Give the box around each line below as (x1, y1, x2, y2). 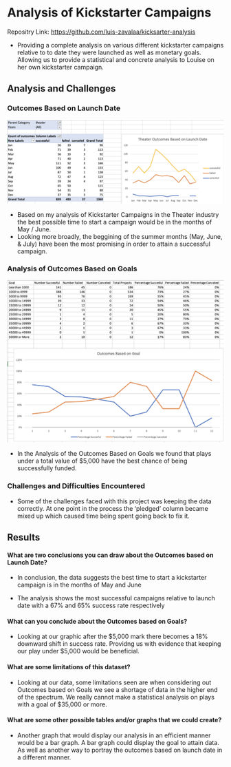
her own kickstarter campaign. (16, 63, 104, 71)
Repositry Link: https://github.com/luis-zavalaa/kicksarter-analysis (7, 28, 196, 36)
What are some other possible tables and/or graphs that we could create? (7, 716, 222, 724)
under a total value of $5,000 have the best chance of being (16, 456, 188, 465)
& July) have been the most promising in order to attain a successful (16, 240, 211, 248)
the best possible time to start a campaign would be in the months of (16, 218, 212, 226)
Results (7, 532, 41, 543)
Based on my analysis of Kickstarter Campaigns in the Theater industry (16, 210, 219, 218)
